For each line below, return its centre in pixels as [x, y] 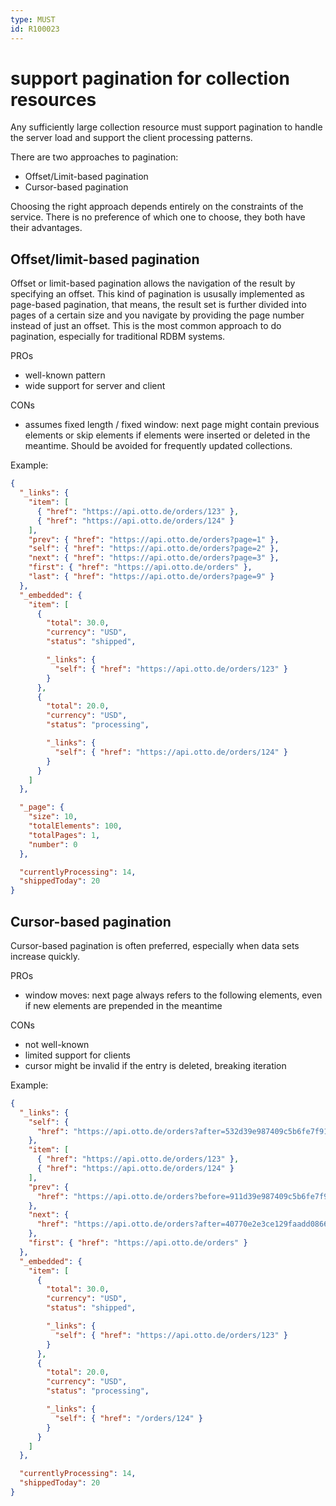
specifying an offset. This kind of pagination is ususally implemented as [157, 294]
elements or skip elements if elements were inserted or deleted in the [167, 435]
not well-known [57, 1044]
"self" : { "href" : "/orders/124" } [128, 1418]
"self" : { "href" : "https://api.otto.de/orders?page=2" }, [154, 549]
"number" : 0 [53, 844]
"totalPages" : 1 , [64, 835]
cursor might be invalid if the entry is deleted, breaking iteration [155, 1065]
